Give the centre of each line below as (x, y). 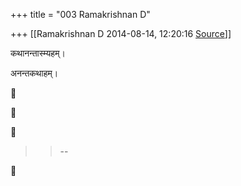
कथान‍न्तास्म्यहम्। (38, 53)
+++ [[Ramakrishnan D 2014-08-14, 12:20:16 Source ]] (121, 33)
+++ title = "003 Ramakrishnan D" (80, 14)
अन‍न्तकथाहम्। (34, 73)
